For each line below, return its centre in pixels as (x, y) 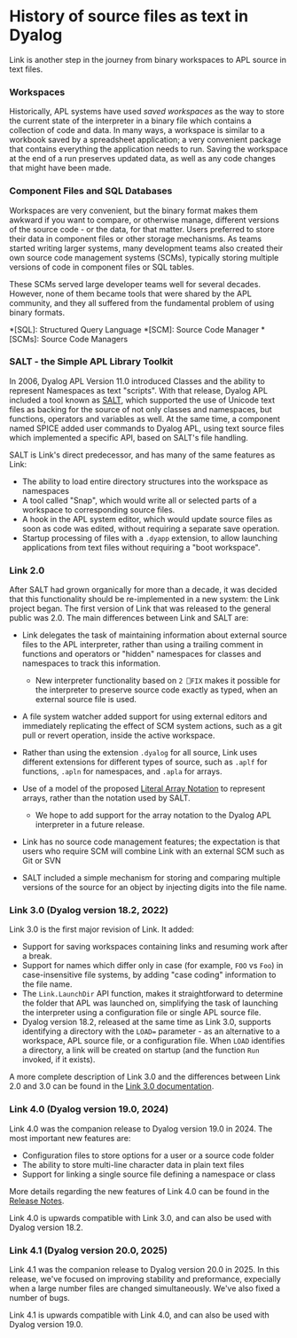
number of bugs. (40, 1298)
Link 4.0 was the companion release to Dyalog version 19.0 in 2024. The (141, 1129)
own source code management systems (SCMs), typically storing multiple (144, 257)
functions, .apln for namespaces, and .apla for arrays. (122, 771)
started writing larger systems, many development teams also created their (146, 248)
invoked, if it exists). (59, 1060)
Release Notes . (37, 1201)
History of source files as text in (129, 16)
